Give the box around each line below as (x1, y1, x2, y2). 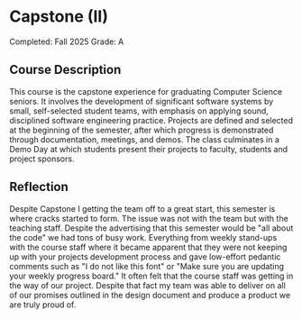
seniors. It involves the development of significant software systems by (9, 96, 274, 106)
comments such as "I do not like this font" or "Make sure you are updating (9, 260, 285, 271)
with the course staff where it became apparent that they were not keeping (9, 242, 288, 252)
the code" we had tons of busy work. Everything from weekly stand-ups (9, 232, 278, 242)
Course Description (9, 62, 122, 77)
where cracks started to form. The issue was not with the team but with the (9, 213, 288, 223)
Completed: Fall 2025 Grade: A (9, 36, 124, 47)
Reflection (9, 179, 69, 195)
